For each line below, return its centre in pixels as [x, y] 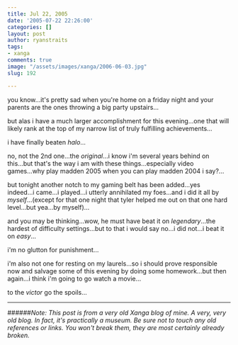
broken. [18, 335]
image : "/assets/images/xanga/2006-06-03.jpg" [77, 67]
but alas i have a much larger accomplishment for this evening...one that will [118, 120]
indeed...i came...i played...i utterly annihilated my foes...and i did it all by [113, 192]
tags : [15, 47]
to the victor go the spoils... [47, 292]
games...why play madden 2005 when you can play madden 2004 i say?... [116, 171]
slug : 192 [22, 73]
